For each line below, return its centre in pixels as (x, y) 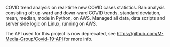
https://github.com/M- (140, 33)
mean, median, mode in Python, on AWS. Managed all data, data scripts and (85, 18)
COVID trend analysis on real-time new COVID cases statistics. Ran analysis (85, 7)
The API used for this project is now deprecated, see (60, 33)
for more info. (78, 39)
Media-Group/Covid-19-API (34, 39)
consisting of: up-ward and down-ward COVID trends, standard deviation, (83, 13)
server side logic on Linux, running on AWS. (51, 24)
